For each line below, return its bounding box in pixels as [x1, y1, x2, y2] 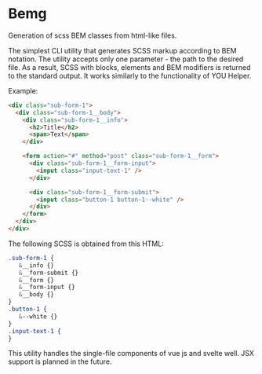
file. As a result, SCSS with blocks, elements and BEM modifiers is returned [8, 62, 251, 71]
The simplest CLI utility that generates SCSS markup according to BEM [8, 46, 237, 55]
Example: [8, 86, 38, 95]
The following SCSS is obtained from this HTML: [8, 239, 165, 248]
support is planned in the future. [8, 357, 112, 366]
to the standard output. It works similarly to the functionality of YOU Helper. [8, 71, 252, 80]
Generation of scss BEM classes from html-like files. [8, 31, 177, 40]
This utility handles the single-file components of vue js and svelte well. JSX [8, 349, 255, 358]
